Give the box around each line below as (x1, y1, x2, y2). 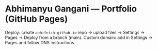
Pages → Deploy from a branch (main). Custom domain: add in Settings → (5, 35, 153, 40)
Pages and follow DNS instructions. (5, 39, 76, 45)
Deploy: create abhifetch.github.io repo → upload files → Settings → (5, 29, 145, 35)
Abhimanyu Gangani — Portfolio (5, 3, 137, 14)
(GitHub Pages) (5, 13, 68, 25)
